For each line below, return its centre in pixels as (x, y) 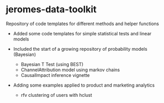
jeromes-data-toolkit (51, 9)
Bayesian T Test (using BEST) (52, 64)
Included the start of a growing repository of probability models (80, 49)
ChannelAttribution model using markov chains (70, 70)
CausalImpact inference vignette (55, 75)
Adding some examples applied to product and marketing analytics (84, 85)
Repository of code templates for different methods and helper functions (83, 24)
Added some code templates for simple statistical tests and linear (82, 33)
